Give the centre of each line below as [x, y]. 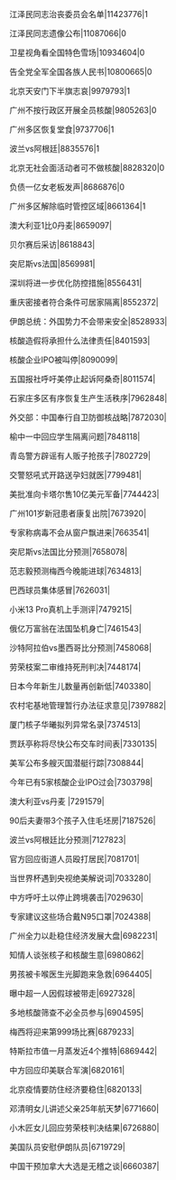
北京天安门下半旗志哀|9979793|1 [70, 91]
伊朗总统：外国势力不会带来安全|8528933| [88, 321]
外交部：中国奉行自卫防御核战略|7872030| [88, 417]
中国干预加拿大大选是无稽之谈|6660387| [84, 1166]
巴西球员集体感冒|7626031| [60, 590]
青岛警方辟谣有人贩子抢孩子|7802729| [80, 456]
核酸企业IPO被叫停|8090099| [64, 360]
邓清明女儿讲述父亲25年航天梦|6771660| [84, 1109]
